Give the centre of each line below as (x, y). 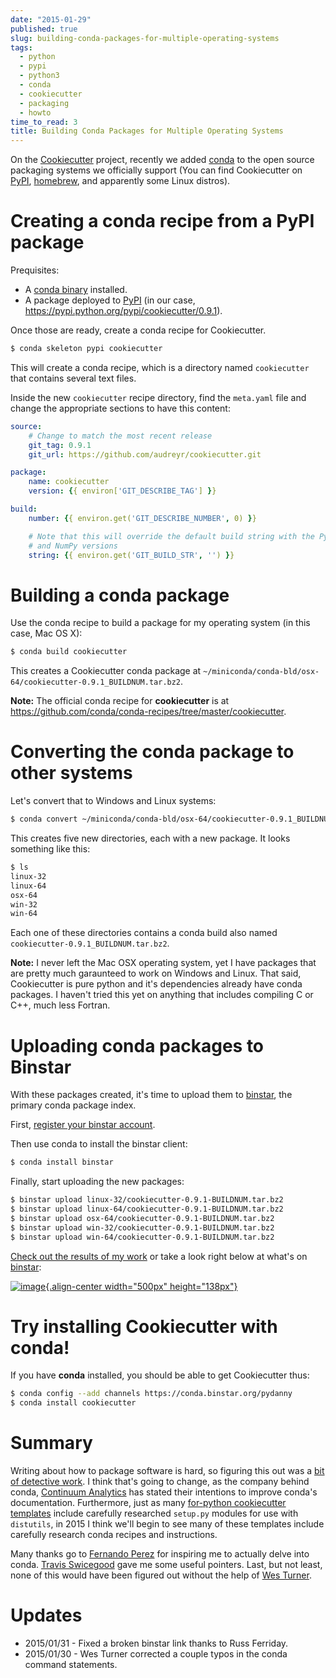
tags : (21, 47)
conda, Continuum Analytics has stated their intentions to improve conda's (164, 1492)
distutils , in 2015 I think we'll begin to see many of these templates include (167, 1524)
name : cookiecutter (69, 482)
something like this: (50, 849)
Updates (46, 1615)
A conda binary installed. (76, 290)
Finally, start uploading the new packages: (97, 1182)
